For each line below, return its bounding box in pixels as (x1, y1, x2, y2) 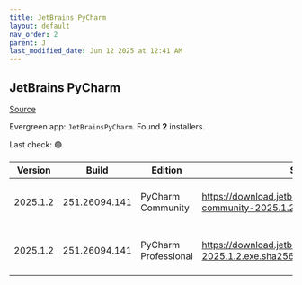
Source (9, 103, 36, 114)
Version (16, 164, 51, 176)
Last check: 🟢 (9, 138, 63, 149)
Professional (140, 249, 193, 262)
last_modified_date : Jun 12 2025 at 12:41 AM (9, 47, 182, 56)
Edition (151, 164, 182, 176)
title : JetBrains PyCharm (9, 13, 106, 22)
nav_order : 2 (9, 30, 58, 39)
